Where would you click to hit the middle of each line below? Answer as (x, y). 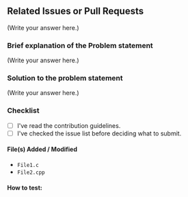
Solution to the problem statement (65, 78)
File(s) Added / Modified (42, 149)
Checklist (23, 111)
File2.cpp (31, 173)
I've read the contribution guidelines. (69, 125)
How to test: (25, 187)
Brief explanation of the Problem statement (80, 45)
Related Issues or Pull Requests (76, 11)
